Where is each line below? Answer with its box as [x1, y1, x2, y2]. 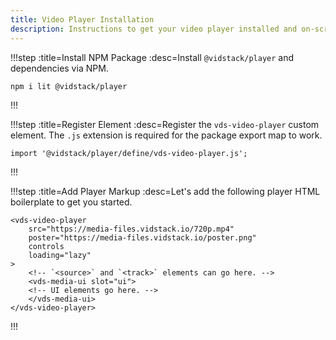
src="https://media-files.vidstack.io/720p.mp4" [28, 224, 235, 234]
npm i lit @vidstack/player [10, 81, 128, 91]
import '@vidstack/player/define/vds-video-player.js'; [10, 148, 248, 158]
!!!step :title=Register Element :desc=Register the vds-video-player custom [10, 118, 320, 130]
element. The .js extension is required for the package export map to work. [10, 129, 323, 141]
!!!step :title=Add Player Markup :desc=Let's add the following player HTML [10, 185, 321, 197]
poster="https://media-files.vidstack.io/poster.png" [28, 232, 257, 243]
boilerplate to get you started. [10, 196, 133, 208]
